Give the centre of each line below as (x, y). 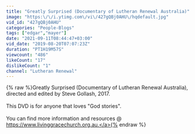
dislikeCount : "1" (28, 66)
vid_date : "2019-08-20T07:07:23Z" (48, 44)
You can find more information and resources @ (64, 119)
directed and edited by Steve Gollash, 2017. (58, 94)
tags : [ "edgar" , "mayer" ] (36, 33)
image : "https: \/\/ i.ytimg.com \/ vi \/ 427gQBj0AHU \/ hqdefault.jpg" (87, 17)
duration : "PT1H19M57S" (35, 50)
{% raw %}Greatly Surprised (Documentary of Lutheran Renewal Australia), (97, 87)
